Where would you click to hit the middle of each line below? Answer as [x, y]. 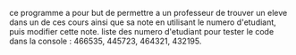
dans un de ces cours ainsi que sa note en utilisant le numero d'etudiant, [143, 22]
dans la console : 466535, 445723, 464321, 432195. [106, 41]
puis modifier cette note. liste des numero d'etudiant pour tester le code [142, 31]
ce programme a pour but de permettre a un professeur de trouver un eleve [148, 13]
